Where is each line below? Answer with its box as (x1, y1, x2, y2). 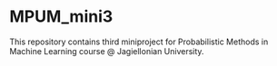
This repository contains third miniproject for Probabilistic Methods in (9, 36, 269, 47)
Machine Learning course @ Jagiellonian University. (9, 45, 204, 56)
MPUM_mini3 (9, 6, 114, 27)
